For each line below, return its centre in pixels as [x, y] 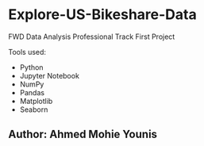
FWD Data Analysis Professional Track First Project [92, 36]
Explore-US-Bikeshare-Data [102, 15]
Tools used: [27, 52]
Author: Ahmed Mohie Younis [83, 134]
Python [31, 67]
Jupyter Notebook [49, 75]
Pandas [32, 92]
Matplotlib [36, 101]
